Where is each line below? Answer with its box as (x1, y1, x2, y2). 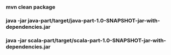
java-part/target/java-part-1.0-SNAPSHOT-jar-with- (28, 17, 160, 24)
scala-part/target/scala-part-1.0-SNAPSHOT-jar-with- (28, 37, 166, 44)
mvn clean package (6, 4, 56, 11)
